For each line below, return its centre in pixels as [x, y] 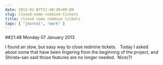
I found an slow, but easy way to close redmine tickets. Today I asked [77, 47]
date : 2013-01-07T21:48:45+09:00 [40, 10]
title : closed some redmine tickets [43, 19]
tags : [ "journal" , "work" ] [35, 23]
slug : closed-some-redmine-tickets [42, 14]
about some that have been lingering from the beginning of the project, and [82, 52]
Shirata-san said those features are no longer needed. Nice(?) [69, 58]
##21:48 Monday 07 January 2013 [40, 37]
